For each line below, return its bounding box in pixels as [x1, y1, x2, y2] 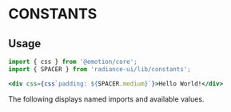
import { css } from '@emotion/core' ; [8, 58, 137, 66]
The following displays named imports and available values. [8, 94, 205, 104]
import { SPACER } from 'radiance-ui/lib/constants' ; [8, 65, 192, 73]
